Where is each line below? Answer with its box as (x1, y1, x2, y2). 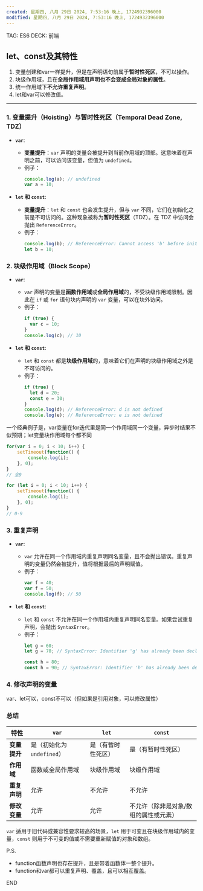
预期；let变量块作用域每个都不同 (11, 431, 92, 439)
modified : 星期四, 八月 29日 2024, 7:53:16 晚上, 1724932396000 (6, 14, 164, 21)
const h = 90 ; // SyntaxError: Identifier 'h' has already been (24, 665, 190, 671)
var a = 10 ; (24, 182, 54, 188)
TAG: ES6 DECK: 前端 (6, 31, 59, 39)
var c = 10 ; (29, 321, 60, 327)
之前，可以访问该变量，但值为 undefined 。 (29, 156, 135, 164)
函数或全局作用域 (30, 765, 80, 774)
